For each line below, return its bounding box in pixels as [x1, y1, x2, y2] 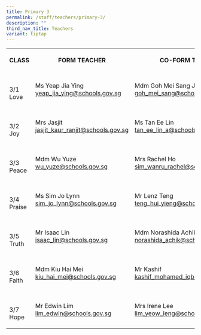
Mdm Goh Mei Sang [134, 82, 190, 90]
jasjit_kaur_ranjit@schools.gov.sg [35, 126, 129, 134]
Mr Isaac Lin [35, 228, 70, 237]
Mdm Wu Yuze [35, 155, 77, 164]
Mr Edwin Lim [35, 302, 74, 310]
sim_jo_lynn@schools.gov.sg [35, 199, 117, 207]
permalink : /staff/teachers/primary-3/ [6, 14, 106, 20]
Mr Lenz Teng [134, 192, 173, 200]
